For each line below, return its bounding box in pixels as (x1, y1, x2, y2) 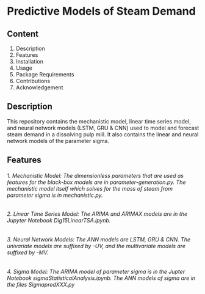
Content (7, 29, 39, 39)
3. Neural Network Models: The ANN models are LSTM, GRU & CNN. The (7, 236, 191, 243)
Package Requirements (15, 71, 74, 78)
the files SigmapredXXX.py (7, 281, 75, 288)
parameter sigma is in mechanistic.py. (7, 191, 103, 199)
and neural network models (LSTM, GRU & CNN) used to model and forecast (7, 124, 200, 131)
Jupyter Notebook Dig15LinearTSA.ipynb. (7, 217, 111, 224)
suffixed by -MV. (7, 249, 49, 256)
